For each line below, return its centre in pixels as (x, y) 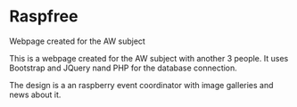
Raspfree (44, 16)
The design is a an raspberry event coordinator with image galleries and (141, 85)
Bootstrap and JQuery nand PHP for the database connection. (124, 68)
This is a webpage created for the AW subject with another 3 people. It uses (149, 58)
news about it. (35, 95)
